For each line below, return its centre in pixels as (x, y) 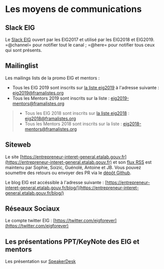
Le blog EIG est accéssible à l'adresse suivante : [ (56, 182)
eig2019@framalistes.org (38, 93)
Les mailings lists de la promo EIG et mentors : (52, 78)
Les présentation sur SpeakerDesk (41, 262)
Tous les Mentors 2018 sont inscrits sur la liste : (73, 124)
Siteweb (18, 145)
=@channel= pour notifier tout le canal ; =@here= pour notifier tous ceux (80, 45)
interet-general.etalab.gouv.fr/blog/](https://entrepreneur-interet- (72, 188)
